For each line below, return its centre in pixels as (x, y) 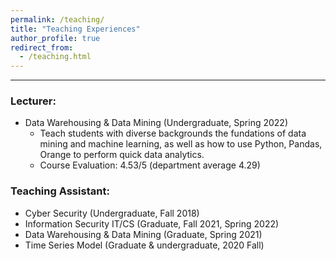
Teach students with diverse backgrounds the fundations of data (173, 133)
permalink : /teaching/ (57, 19)
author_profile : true (55, 38)
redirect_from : (42, 47)
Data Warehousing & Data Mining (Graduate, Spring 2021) (143, 234)
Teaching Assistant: (60, 191)
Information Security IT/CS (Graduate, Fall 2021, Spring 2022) (152, 223)
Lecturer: (33, 101)
